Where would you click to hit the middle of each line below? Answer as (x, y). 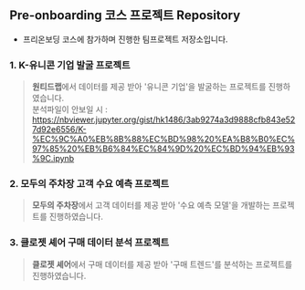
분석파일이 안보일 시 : (69, 109)
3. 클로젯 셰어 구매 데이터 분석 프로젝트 (89, 243)
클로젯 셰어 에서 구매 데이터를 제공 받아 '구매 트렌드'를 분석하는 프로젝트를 (162, 264)
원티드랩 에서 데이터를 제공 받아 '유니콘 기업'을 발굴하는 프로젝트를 (149, 87)
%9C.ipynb (53, 159)
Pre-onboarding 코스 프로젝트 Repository (125, 16)
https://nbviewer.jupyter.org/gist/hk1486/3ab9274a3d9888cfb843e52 (163, 119)
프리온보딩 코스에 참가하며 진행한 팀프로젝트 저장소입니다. (125, 39)
